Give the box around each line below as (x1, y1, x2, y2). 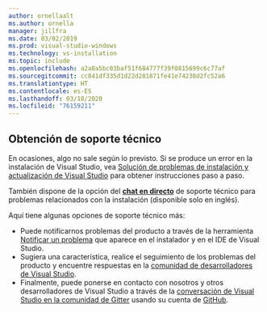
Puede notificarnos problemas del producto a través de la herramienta (19, 226, 254, 235)
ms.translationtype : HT (8, 79, 89, 87)
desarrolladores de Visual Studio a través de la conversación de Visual (19, 286, 255, 296)
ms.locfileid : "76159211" (8, 102, 95, 110)
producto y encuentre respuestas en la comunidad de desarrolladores (19, 260, 252, 270)
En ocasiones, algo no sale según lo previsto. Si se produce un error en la (8, 153, 252, 162)
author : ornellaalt (8, 11, 74, 20)
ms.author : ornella (8, 19, 74, 27)
